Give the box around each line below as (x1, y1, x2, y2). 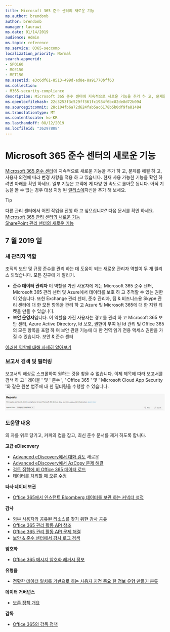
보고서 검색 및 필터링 (5, 358, 52, 365)
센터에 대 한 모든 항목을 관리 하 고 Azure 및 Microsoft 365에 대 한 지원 (18, 302, 158, 308)
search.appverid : (5, 56, 42, 61)
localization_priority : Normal (5, 51, 71, 56)
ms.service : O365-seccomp (5, 46, 60, 51)
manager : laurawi (5, 24, 42, 29)
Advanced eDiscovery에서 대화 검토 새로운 (12, 453, 100, 459)
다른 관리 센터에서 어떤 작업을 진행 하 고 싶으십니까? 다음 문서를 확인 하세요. (5, 207, 154, 213)
